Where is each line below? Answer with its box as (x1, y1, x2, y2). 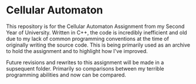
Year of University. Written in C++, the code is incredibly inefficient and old (6, 29, 187, 36)
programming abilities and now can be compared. (6, 71, 126, 78)
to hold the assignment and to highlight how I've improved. (6, 47, 148, 54)
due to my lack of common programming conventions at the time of (6, 35, 169, 42)
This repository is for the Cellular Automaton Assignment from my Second (6, 23, 185, 30)
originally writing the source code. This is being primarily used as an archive (6, 41, 191, 48)
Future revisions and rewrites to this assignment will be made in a (6, 59, 164, 66)
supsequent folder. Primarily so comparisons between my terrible (6, 65, 164, 72)
